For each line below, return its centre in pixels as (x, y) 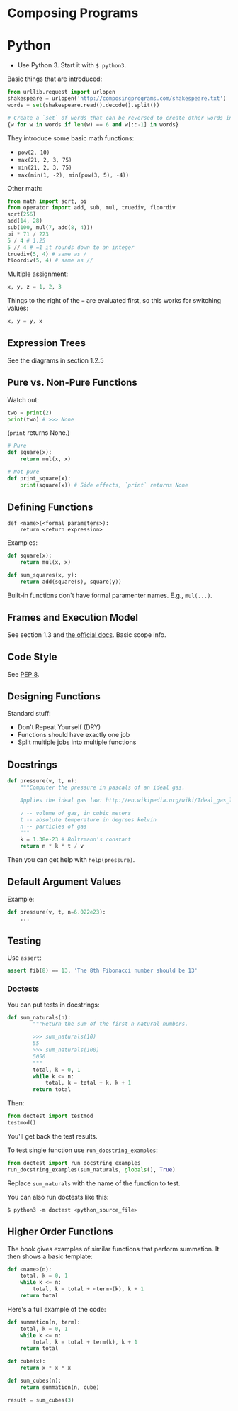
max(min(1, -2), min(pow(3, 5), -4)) (73, 175)
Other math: (25, 188)
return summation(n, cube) (60, 1387)
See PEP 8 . (23, 674)
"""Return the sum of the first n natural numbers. (111, 1024)
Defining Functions (50, 508)
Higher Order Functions (60, 1232)
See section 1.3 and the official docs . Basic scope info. (87, 635)
